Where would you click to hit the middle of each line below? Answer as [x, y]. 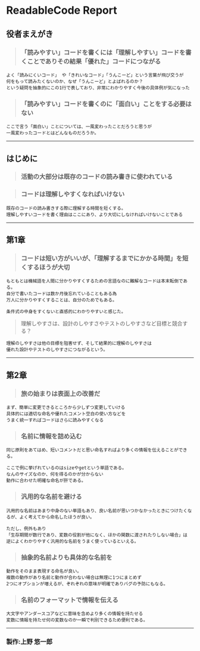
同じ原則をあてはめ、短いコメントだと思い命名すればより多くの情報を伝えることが [92, 450]
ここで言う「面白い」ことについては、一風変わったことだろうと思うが [79, 127]
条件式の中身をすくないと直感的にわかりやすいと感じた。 [66, 312]
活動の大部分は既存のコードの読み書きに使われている [97, 177]
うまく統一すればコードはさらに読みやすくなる [55, 420]
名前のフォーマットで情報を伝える [70, 600]
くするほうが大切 [45, 267]
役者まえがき [30, 34]
